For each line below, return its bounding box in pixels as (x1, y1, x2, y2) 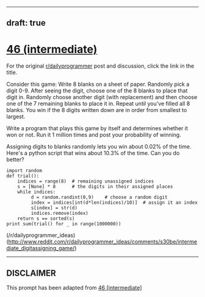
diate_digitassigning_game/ (6, 245, 75, 252)
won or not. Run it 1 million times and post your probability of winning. (6, 131, 181, 139)
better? (6, 156, 24, 163)
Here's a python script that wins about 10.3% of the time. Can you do (6, 150, 180, 157)
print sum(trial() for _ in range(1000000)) (6, 221, 121, 227)
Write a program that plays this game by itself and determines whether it (6, 125, 188, 132)
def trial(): (6, 173, 40, 180)
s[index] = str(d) (31, 205, 78, 211)
